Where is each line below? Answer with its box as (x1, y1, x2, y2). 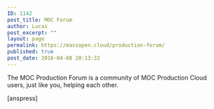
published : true (7, 49, 54, 56)
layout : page (7, 36, 45, 43)
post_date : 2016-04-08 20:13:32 (7, 55, 100, 62)
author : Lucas (7, 23, 48, 29)
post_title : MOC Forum (7, 16, 72, 23)
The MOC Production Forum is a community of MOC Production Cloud (7, 73, 207, 82)
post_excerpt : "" (7, 29, 57, 36)
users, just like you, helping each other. (7, 80, 119, 89)
